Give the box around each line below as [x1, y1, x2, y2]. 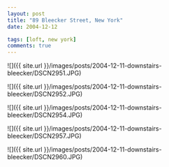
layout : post [7, 10, 45, 17]
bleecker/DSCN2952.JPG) [7, 90, 83, 99]
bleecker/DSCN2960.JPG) [7, 153, 83, 161]
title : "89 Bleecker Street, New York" [7, 17, 124, 24]
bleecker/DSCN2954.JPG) [7, 111, 83, 119]
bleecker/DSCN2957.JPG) [7, 132, 82, 140]
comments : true [7, 43, 52, 50]
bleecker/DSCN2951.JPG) [7, 69, 82, 78]
